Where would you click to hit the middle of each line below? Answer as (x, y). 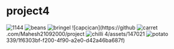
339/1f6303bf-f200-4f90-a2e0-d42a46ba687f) (66, 40)
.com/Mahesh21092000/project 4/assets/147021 (76, 33)
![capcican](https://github (104, 27)
